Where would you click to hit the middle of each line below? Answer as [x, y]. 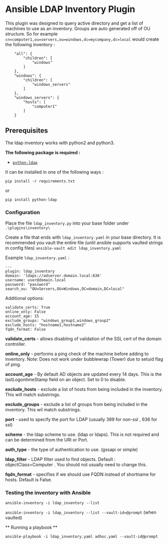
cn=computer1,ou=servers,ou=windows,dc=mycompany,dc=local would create [82, 39]
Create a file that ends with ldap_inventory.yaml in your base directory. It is [83, 238]
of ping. [13, 365]
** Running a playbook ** [31, 527]
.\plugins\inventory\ [28, 228]
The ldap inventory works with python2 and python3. [60, 143]
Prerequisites [27, 131]
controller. [16, 344]
